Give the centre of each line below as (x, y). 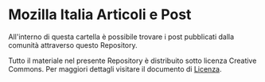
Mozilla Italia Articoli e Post (100, 15)
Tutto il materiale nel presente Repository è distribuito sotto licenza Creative (132, 61)
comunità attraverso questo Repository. (73, 45)
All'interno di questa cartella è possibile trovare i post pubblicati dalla (121, 37)
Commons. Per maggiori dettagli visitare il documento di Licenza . (115, 68)
